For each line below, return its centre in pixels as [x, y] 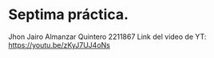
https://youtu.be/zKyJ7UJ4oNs [59, 44]
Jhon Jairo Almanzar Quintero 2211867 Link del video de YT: [107, 37]
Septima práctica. [69, 15]
